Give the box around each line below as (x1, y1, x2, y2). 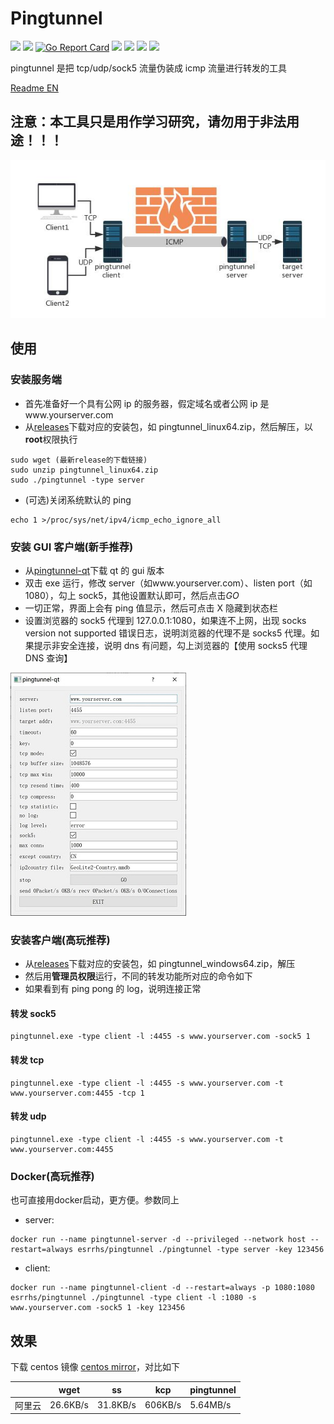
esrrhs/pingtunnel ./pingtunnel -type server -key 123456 (77, 1245, 325, 1255)
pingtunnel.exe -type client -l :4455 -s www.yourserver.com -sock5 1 (10, 1032, 311, 1042)
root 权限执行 (24, 433, 78, 445)
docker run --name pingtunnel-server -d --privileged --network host (10, 1235, 307, 1245)
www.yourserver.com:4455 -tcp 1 (10, 1088, 145, 1098)
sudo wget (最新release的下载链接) (10, 455, 148, 465)
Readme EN (10, 82, 59, 94)
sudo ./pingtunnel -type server (10, 475, 145, 485)
